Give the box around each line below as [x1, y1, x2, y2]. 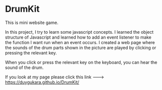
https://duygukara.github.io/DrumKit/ [5, 79, 80, 85]
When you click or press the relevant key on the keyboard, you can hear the [5, 59, 158, 65]
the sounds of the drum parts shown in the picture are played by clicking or [5, 45, 157, 50]
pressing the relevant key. [5, 50, 57, 56]
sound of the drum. [5, 65, 44, 70]
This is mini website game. [5, 20, 59, 25]
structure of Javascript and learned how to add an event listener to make [5, 34, 152, 40]
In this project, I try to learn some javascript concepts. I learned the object [5, 29, 154, 35]
